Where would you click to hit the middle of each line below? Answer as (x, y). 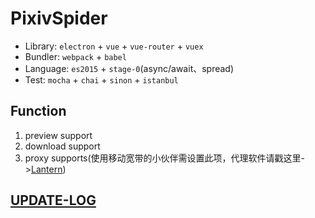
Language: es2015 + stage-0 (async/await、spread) (129, 68)
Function (38, 111)
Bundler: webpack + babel (75, 56)
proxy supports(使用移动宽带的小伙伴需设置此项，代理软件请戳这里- (165, 158)
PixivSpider (59, 18)
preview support (58, 135)
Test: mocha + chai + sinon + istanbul (101, 79)
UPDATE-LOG (53, 200)
